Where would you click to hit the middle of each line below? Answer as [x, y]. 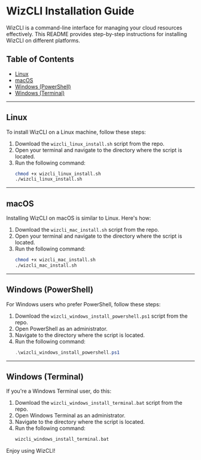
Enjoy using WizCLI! [31, 451]
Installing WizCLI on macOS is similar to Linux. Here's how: [79, 218]
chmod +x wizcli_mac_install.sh [55, 260]
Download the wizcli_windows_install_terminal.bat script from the [98, 403]
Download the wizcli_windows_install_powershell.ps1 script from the [101, 316]
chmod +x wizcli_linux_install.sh [58, 174]
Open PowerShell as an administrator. [61, 328]
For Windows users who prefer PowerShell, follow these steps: [83, 304]
